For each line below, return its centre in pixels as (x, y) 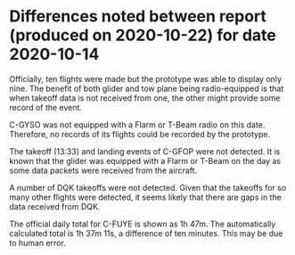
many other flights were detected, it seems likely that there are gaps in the (146, 197)
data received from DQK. (55, 206)
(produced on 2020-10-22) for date (143, 35)
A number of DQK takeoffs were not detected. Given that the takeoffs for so (148, 187)
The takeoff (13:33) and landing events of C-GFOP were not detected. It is (145, 151)
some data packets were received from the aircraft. (103, 170)
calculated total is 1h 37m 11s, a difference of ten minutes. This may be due (146, 233)
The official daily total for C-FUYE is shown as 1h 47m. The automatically (143, 224)
